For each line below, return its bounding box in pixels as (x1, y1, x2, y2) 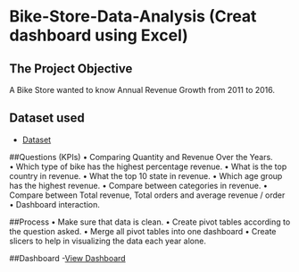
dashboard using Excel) (9, 25, 189, 46)
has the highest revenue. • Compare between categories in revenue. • (9, 180, 268, 191)
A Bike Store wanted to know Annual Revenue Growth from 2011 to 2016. (9, 85, 275, 95)
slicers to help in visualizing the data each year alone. (9, 235, 207, 246)
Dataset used (9, 110, 85, 126)
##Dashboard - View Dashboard (9, 252, 127, 263)
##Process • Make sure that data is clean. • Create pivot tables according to (9, 217, 291, 227)
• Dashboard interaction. (9, 199, 101, 209)
